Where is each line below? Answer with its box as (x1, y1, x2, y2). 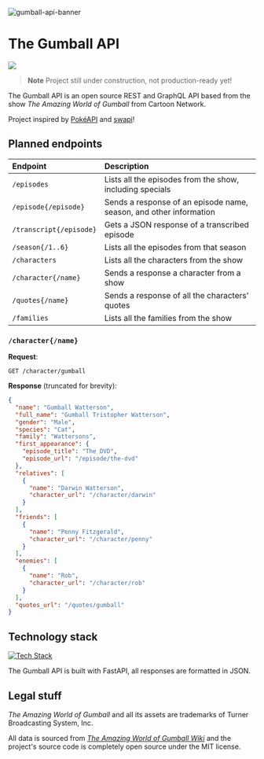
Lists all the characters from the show (104, 254, 244, 265)
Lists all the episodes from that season (104, 241, 247, 252)
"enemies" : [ (15, 557, 58, 566)
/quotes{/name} (12, 296, 69, 304)
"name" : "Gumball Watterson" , (15, 403, 114, 411)
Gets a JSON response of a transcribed (104, 219, 250, 230)
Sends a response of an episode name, (104, 197, 249, 208)
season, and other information (104, 206, 216, 217)
